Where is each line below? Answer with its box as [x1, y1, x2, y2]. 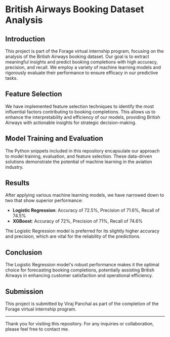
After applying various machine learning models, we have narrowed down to [5, 192, 164, 198]
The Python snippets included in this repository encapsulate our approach [5, 147, 160, 154]
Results [5, 179, 30, 188]
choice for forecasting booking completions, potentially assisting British [5, 267, 155, 273]
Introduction [5, 35, 46, 43]
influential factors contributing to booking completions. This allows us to [5, 108, 156, 115]
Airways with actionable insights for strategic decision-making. [5, 119, 137, 126]
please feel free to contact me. [5, 326, 69, 332]
